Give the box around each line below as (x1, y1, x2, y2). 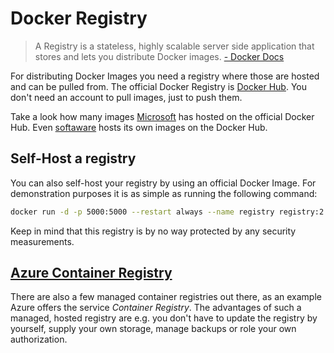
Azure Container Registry (10, 265, 173, 282)
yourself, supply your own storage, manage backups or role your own (10, 323, 297, 335)
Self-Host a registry (10, 150, 137, 167)
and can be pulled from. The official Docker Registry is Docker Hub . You (10, 80, 308, 92)
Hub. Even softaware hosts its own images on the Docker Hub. (10, 121, 268, 133)
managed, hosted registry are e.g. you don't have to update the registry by (10, 312, 318, 324)
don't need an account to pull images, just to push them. (10, 91, 243, 103)
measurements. (10, 235, 75, 247)
